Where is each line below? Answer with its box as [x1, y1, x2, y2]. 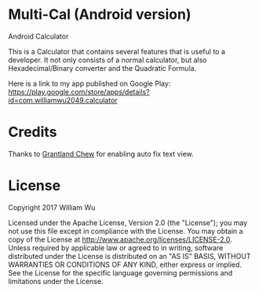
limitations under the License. [8, 276, 104, 286]
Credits [8, 124, 57, 141]
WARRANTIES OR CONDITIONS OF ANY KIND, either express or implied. [8, 260, 242, 269]
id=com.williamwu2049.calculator [8, 95, 118, 105]
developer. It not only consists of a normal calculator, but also [8, 55, 207, 65]
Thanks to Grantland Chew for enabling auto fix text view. [8, 149, 194, 158]
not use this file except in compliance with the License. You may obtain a [8, 226, 243, 235]
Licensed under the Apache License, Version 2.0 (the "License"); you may [8, 218, 248, 227]
